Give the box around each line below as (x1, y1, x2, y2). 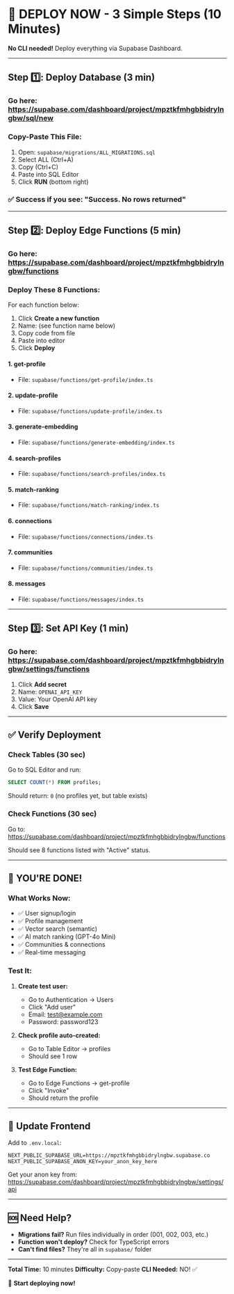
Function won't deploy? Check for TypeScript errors (17, 1238, 169, 1246)
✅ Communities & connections (17, 941, 106, 949)
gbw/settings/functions (8, 664, 90, 674)
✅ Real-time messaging (17, 948, 86, 957)
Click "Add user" (28, 1003, 76, 1011)
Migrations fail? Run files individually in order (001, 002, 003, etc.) (17, 1231, 209, 1239)
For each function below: (8, 301, 79, 309)
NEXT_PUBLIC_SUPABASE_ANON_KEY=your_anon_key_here (8, 1158, 158, 1165)
